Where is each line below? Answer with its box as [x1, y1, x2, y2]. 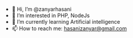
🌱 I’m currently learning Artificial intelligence [11, 18, 121, 25]
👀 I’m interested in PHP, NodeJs [11, 12, 90, 19]
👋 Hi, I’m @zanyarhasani [11, 6, 72, 12]
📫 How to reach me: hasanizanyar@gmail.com [11, 25, 127, 32]
